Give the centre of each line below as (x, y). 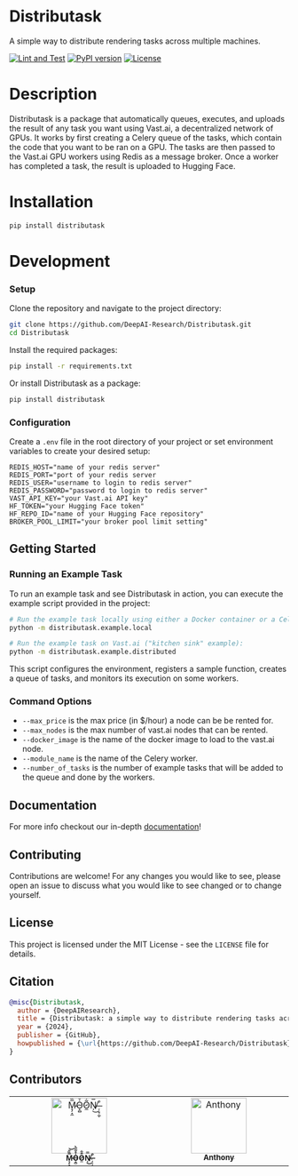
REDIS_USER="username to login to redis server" (101, 483)
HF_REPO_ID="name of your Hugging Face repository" (106, 514)
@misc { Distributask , (47, 1002)
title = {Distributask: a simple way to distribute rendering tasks (146, 1019)
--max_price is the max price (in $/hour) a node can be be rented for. (148, 721)
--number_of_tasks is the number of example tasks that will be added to (153, 768)
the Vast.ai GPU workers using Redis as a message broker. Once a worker (144, 156)
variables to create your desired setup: (80, 451)
